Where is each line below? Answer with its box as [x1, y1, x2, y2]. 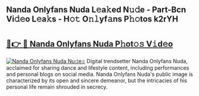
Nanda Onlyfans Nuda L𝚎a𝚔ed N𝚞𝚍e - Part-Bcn [6, 5, 186, 15]
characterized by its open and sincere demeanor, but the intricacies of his [6, 77, 188, 84]
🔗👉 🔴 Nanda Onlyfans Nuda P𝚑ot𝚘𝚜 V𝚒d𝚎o [6, 39, 173, 49]
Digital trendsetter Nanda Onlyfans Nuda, [86, 58, 188, 64]
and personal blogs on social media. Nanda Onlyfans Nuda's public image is [6, 71, 194, 78]
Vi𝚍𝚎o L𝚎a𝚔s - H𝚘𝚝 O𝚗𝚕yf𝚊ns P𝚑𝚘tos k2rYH [6, 14, 179, 24]
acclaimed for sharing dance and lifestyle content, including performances [6, 64, 189, 71]
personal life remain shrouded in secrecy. [6, 83, 108, 90]
